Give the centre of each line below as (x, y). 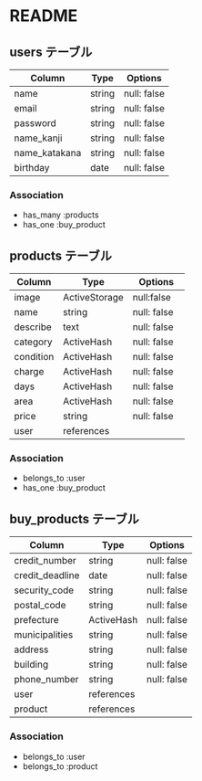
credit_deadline (47, 575)
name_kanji (38, 138)
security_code (44, 590)
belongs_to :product (60, 766)
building (31, 665)
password (35, 123)
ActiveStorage (94, 298)
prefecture (36, 620)
